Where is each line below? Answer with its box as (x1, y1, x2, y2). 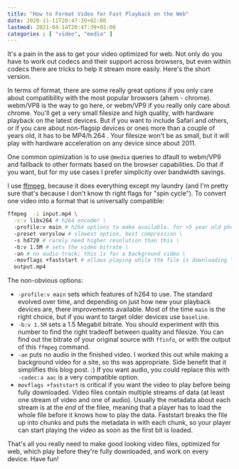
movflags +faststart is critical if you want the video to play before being (17, 381, 230, 389)
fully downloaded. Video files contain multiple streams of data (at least (17, 388, 225, 397)
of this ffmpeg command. (17, 343, 90, 352)
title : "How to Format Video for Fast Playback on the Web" (7, 10, 190, 18)
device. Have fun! (7, 455, 59, 463)
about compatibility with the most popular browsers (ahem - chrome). (7, 94, 212, 102)
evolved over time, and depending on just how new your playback (17, 298, 211, 306)
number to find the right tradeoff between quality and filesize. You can (17, 328, 224, 336)
